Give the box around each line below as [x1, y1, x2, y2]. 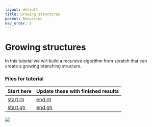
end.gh [36, 104, 52, 111]
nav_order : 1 [5, 21, 32, 26]
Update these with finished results [36, 88, 119, 95]
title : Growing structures [5, 12, 60, 17]
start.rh [7, 96, 25, 103]
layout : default [5, 7, 38, 12]
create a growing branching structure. [5, 63, 82, 69]
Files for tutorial [5, 75, 44, 82]
